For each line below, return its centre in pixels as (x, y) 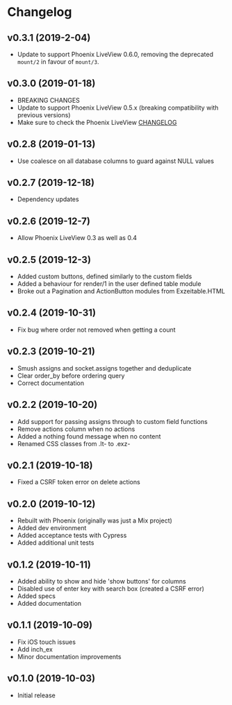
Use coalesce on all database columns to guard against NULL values (115, 161)
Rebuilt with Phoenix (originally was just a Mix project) (94, 520)
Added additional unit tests (56, 543)
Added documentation (49, 603)
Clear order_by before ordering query (71, 375)
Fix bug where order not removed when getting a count (96, 330)
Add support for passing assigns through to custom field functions (113, 421)
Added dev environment (52, 528)
